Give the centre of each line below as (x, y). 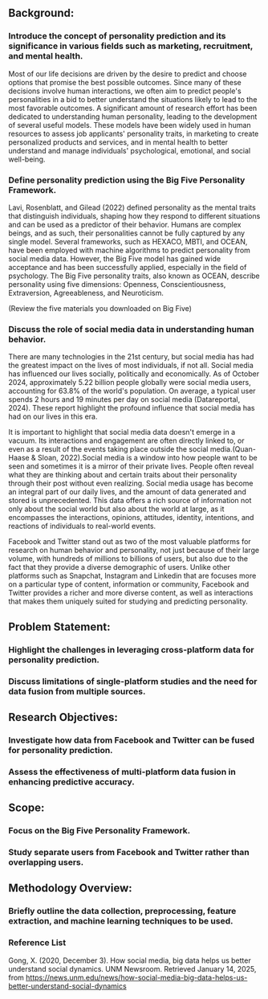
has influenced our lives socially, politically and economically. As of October (134, 374)
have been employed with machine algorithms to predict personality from (130, 250)
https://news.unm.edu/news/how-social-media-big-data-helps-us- (136, 977)
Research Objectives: (63, 717)
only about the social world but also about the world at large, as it (116, 509)
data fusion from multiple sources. (77, 691)
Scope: (26, 808)
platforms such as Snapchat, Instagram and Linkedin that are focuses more (132, 576)
